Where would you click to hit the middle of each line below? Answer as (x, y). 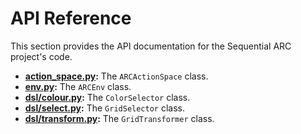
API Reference (71, 18)
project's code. (41, 56)
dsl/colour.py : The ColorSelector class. (107, 97)
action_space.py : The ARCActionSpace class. (116, 76)
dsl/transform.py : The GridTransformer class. (119, 118)
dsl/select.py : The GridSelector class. (104, 108)
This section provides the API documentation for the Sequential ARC (151, 46)
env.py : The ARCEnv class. (78, 86)
